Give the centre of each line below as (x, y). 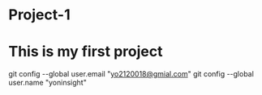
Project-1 (39, 15)
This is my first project (86, 52)
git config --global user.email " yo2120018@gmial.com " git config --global (131, 74)
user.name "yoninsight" (47, 83)
